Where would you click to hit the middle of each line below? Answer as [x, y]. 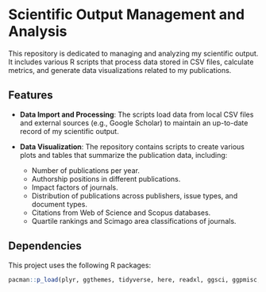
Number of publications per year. [86, 170]
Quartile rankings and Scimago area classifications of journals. [134, 221]
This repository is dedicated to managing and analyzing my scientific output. [133, 53]
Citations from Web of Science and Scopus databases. [121, 213]
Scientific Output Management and [126, 15]
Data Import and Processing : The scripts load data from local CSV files [137, 114]
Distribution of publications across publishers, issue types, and [135, 195]
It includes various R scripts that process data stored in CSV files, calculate [131, 62]
